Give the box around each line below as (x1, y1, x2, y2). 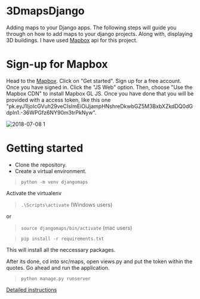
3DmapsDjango (6, 4, 85, 18)
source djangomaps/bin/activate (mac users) (20, 224, 133, 231)
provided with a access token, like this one (6, 96, 111, 103)
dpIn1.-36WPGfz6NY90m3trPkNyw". (6, 109, 97, 116)
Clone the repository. (14, 161, 67, 168)
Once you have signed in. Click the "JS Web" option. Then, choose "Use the (6, 84, 193, 91)
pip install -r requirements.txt (20, 236, 104, 242)
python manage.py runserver (20, 276, 91, 282)
